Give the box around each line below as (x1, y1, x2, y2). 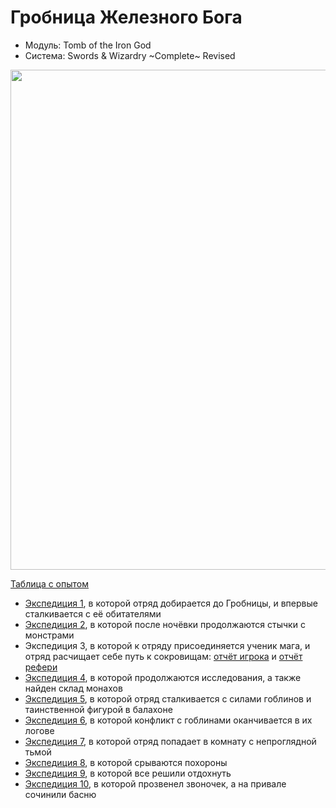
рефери (24, 661, 58, 673)
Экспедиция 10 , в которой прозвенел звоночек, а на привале (24, 777, 287, 790)
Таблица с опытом (10, 577, 90, 590)
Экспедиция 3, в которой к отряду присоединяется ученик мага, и (24, 639, 311, 651)
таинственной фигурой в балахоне (24, 703, 173, 715)
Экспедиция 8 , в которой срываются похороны (24, 756, 228, 768)
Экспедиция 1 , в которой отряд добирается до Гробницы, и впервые (24, 597, 318, 609)
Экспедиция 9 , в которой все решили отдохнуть (24, 767, 232, 779)
